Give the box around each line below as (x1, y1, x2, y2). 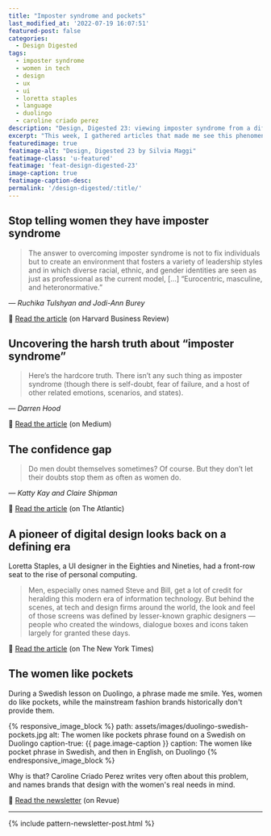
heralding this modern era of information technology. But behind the (27, 594, 255, 603)
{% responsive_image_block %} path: (8, 721, 134, 730)
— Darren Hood (8, 404, 61, 414)
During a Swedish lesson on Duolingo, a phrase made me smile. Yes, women (8, 688, 263, 698)
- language (15, 102, 52, 110)
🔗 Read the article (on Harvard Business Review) (8, 314, 169, 323)
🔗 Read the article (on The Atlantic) (8, 504, 125, 514)
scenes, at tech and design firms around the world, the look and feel (27, 602, 256, 612)
